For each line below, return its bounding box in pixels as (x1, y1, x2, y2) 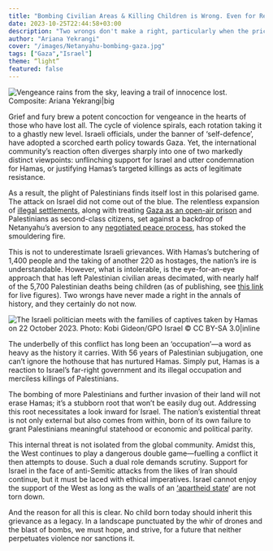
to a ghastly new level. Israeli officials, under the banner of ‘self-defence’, (8, 129, 254, 138)
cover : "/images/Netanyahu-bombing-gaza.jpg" (8, 42, 165, 50)
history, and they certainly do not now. (8, 299, 136, 308)
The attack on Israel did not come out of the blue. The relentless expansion (8, 196, 260, 206)
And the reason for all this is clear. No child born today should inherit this (8, 507, 253, 517)
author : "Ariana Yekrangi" (8, 34, 100, 43)
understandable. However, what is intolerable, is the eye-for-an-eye (8, 264, 236, 273)
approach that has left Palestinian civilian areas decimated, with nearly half (8, 273, 259, 282)
